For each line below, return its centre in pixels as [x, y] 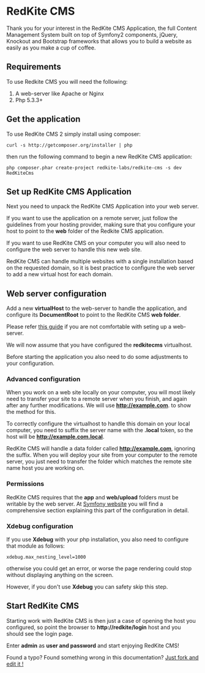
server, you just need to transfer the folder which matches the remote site [99, 462]
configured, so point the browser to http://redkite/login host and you [94, 627]
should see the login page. [40, 633]
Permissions [25, 484]
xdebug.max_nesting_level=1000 [46, 557]
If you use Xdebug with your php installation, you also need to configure [97, 540]
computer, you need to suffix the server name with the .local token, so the [100, 430]
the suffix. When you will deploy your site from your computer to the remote [102, 455]
